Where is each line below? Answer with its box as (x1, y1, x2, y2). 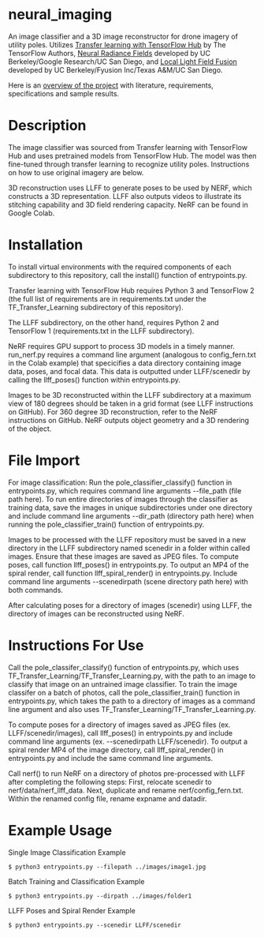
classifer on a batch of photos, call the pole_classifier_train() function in (8, 688, 240, 697)
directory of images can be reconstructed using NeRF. (8, 609, 185, 618)
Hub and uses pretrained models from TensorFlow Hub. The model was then (8, 151, 257, 160)
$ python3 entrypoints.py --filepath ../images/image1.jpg (8, 863, 206, 871)
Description (8, 117, 87, 135)
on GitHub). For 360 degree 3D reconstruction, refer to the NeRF (8, 407, 218, 416)
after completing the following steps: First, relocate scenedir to (8, 777, 212, 786)
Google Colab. (8, 208, 55, 218)
